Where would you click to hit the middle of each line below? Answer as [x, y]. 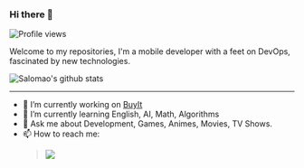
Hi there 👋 [32, 14]
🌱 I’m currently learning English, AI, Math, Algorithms [121, 114]
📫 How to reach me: [61, 134]
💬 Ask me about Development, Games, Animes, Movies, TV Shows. [147, 124]
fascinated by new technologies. [70, 61]
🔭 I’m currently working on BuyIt [82, 105]
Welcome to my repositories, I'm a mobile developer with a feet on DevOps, [150, 51]
